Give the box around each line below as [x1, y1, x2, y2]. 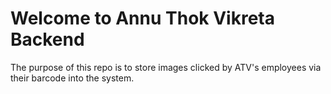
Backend [10, 28, 85, 51]
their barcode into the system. [10, 72, 135, 84]
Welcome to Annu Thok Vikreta [10, 7, 275, 30]
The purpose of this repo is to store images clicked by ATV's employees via [10, 61, 322, 73]
